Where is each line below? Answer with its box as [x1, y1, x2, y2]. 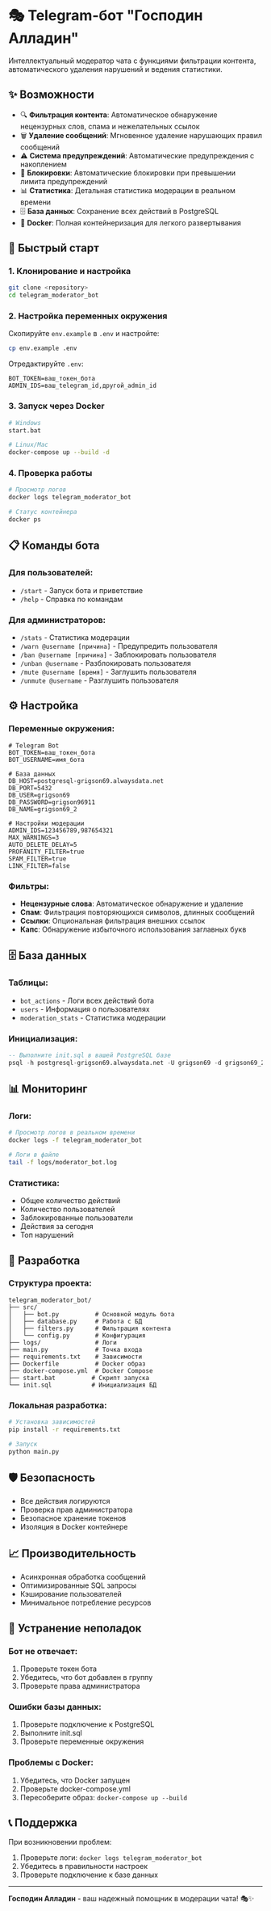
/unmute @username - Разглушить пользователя [19, 676, 179, 685]
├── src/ [8, 1303, 38, 1311]
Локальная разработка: [8, 1400, 107, 1411]
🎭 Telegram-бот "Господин [8, 6, 203, 25]
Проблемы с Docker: [8, 1757, 94, 1768]
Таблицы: [8, 977, 48, 988]
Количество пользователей [19, 1205, 115, 1214]
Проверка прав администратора [19, 1505, 133, 1515]
